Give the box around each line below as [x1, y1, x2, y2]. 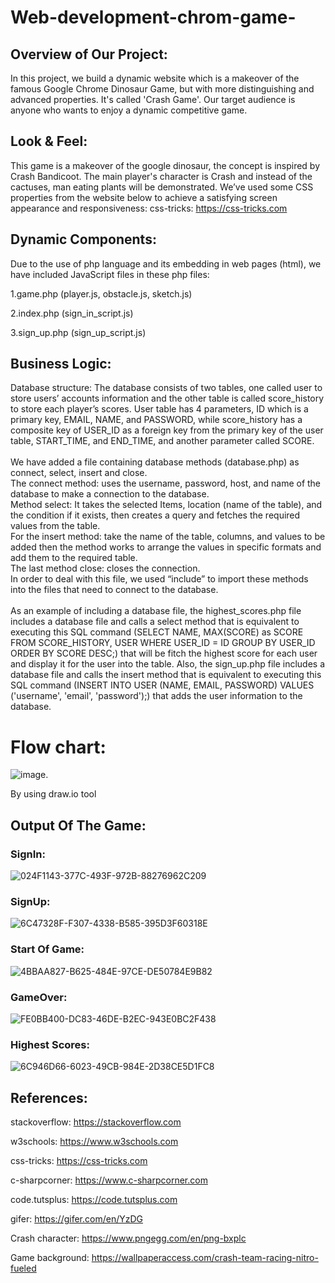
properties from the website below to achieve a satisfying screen [10, 191, 278, 203]
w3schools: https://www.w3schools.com [10, 1136, 179, 1148]
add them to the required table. [10, 552, 138, 564]
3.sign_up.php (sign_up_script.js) [10, 326, 147, 338]
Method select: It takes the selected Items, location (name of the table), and [10, 499, 323, 511]
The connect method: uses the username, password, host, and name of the [10, 477, 322, 490]
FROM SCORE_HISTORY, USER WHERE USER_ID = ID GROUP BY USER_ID [10, 637, 316, 649]
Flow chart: [10, 736, 107, 758]
